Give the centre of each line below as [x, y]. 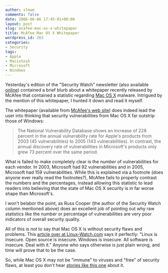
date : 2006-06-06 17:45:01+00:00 [40, 19]
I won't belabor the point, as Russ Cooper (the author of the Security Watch [83, 203]
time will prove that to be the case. [41, 250]
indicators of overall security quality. [43, 219]
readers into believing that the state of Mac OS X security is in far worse [80, 188]
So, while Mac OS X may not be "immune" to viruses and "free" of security [82, 260]
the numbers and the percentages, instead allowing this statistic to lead [79, 183]
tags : [11, 52]
